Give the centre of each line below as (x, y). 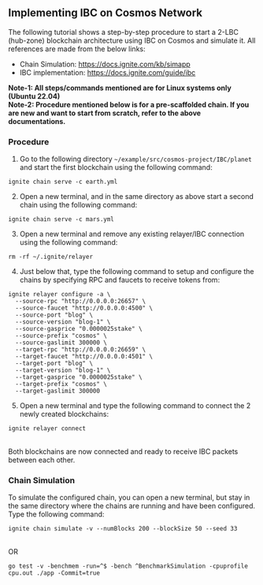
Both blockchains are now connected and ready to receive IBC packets (123, 452)
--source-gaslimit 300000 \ (61, 343)
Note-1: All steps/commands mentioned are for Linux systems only (120, 88)
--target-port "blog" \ (54, 364)
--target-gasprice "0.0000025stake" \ (79, 377)
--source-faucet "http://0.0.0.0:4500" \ (84, 308)
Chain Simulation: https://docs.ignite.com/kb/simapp (105, 64)
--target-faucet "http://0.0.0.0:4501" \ (84, 357)
